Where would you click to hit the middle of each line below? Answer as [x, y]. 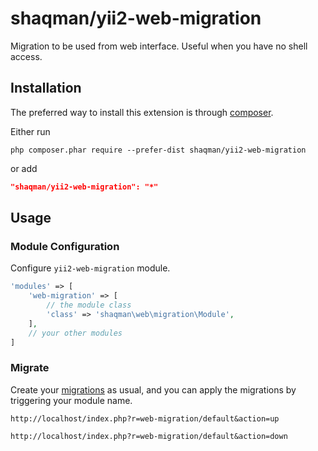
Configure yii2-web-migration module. [90, 268]
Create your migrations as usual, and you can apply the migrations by [153, 389]
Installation [46, 88]
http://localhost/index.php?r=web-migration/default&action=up [145, 418]
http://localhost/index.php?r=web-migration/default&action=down [149, 436]
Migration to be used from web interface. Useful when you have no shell [159, 46]
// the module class [89, 305]
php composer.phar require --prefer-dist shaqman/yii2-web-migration [158, 150]
